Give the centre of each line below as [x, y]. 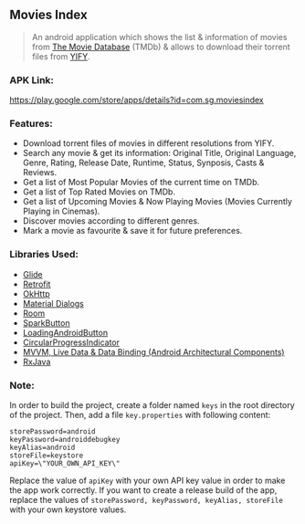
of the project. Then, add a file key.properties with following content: [140, 415]
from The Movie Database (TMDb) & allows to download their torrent [161, 47]
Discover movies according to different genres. [111, 221]
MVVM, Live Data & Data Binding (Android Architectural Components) [153, 351]
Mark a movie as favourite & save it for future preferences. [132, 231]
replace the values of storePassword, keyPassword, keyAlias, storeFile [146, 500]
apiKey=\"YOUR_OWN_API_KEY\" [65, 464]
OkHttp [36, 293]
